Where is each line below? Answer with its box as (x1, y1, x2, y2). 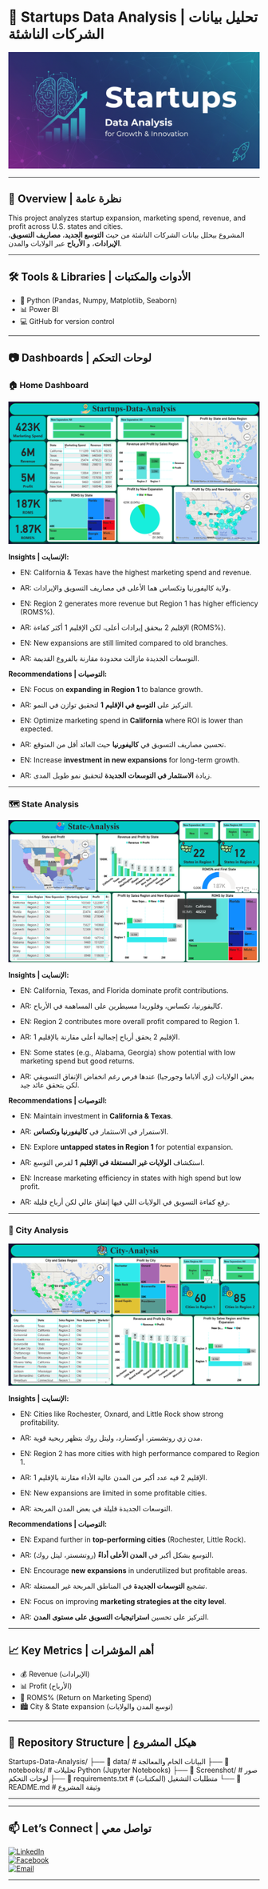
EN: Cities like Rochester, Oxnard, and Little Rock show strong (19, 1409, 223, 1419)
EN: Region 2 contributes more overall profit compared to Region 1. (19, 1017, 240, 1027)
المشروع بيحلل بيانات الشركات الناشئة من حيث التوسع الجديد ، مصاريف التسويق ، (8, 230, 245, 240)
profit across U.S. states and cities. (8, 222, 124, 231)
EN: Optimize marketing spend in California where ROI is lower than (19, 716, 243, 726)
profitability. (19, 1417, 60, 1427)
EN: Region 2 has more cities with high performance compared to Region (19, 1448, 260, 1458)
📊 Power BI (19, 304, 59, 314)
